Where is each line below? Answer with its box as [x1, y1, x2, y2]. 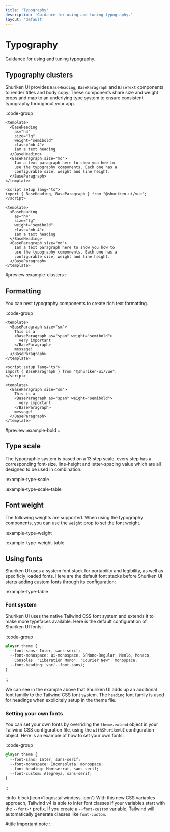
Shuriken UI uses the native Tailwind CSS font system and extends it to [5, 613, 154, 619]
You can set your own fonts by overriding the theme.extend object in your [5, 721, 158, 727]
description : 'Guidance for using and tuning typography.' [5, 12, 133, 17]
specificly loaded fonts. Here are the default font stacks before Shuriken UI [5, 573, 163, 579]
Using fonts [5, 554, 43, 563]
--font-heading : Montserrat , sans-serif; [10, 766, 99, 771]
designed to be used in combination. [5, 466, 82, 472]
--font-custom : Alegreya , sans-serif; [10, 771, 93, 776]
